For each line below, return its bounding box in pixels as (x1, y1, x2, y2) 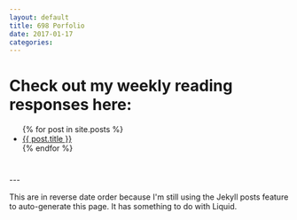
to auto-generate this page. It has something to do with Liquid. (9, 201, 238, 212)
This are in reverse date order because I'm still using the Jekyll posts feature (9, 192, 289, 202)
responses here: (9, 95, 132, 115)
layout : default (9, 12, 69, 22)
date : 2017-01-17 (9, 29, 74, 38)
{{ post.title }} (21, 134, 73, 145)
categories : (9, 37, 53, 47)
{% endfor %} (21, 143, 74, 153)
